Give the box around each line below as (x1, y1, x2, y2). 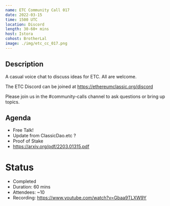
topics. (5, 98, 20, 105)
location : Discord (5, 22, 45, 27)
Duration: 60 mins (12, 184, 51, 190)
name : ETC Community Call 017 (5, 7, 70, 13)
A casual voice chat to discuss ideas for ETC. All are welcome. (5, 73, 137, 79)
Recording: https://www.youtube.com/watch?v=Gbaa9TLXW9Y (12, 195, 147, 201)
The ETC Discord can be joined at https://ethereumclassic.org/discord (5, 83, 154, 90)
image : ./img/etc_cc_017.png (5, 41, 68, 46)
